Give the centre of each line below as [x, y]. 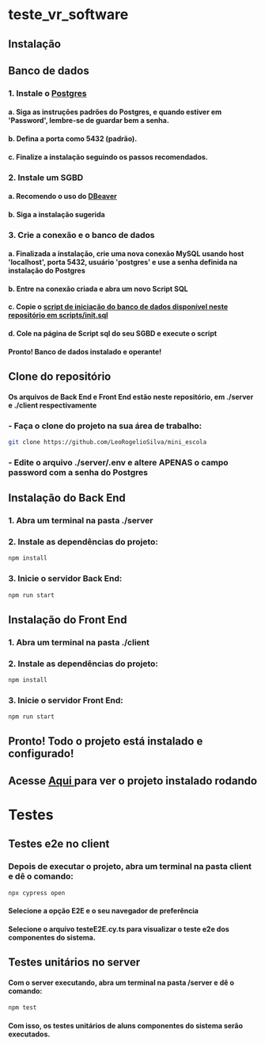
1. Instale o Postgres [47, 93]
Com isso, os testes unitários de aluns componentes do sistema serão [126, 1025]
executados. [29, 1034]
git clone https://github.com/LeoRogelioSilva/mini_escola [108, 442]
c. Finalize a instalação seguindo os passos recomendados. [108, 157]
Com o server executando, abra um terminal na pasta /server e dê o [121, 982]
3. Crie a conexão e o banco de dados [81, 235]
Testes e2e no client [59, 844]
